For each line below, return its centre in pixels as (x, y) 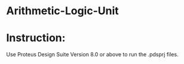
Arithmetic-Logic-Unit (63, 11)
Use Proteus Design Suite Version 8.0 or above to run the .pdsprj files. (92, 55)
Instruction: (36, 38)
